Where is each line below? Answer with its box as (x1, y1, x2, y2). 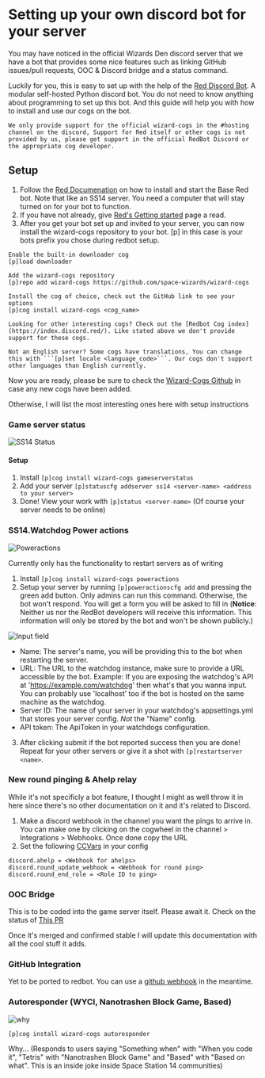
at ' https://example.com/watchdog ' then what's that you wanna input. (19, 680, 248, 690)
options (8, 299, 34, 307)
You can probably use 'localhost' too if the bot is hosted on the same (19, 688, 244, 698)
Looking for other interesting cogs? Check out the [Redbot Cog (8, 319, 225, 328)
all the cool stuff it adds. (8, 939, 87, 949)
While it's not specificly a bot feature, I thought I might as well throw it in (8, 792, 244, 801)
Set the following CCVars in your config (19, 841, 149, 851)
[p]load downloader (8, 258, 73, 266)
